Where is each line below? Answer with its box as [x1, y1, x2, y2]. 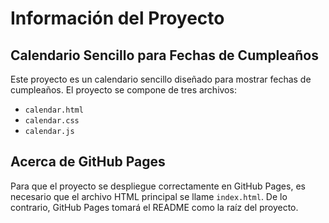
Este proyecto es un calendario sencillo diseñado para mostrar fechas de [10, 73, 312, 85]
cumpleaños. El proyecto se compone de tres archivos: [10, 84, 237, 96]
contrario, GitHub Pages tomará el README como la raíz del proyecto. [10, 201, 299, 213]
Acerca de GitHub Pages [10, 153, 166, 171]
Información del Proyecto [10, 7, 225, 30]
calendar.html [24, 105, 84, 115]
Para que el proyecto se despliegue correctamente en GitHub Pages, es [10, 180, 306, 192]
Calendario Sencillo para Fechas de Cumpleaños [10, 47, 319, 64]
